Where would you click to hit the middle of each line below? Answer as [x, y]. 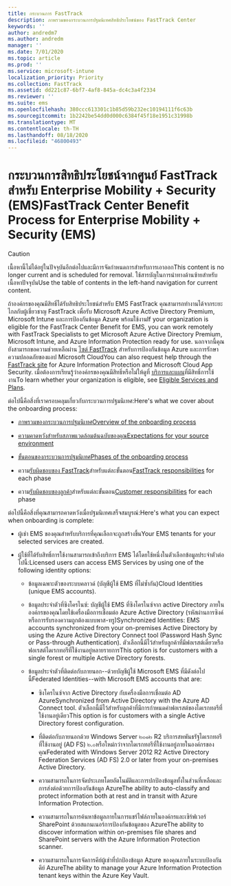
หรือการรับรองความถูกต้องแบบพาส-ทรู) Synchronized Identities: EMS [114, 620]
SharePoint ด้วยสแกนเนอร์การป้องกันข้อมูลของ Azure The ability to [121, 824]
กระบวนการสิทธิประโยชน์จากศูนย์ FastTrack [113, 175]
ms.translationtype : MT [42, 122]
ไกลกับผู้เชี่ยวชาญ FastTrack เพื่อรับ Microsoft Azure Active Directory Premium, [111, 312]
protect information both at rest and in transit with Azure [118, 796]
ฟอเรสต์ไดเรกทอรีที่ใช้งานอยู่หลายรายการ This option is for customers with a [123, 650]
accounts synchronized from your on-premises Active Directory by [123, 628]
